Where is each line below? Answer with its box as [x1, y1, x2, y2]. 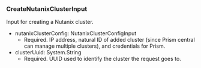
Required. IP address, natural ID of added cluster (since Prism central [23, 36, 195, 44]
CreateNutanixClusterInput [6, 5, 88, 13]
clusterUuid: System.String [14, 49, 82, 56]
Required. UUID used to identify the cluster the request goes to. [23, 55, 181, 63]
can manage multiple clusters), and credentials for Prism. [23, 42, 166, 50]
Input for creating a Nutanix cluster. [6, 18, 94, 26]
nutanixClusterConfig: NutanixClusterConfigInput [14, 30, 137, 37]
